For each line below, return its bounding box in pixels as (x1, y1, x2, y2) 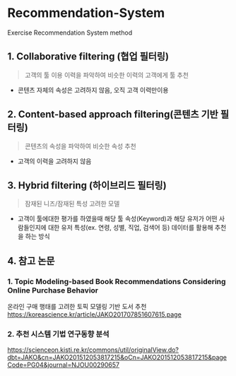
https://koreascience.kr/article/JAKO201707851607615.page (7, 310, 182, 319)
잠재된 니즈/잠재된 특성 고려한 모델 (24, 199, 120, 208)
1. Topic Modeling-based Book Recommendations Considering (7, 276, 226, 286)
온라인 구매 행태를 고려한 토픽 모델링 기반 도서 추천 (7, 302, 147, 311)
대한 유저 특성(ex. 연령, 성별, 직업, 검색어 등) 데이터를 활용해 (48, 223, 213, 232)
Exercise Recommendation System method (7, 28, 133, 37)
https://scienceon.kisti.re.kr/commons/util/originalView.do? (7, 346, 179, 354)
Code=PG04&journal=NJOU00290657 (7, 360, 120, 369)
